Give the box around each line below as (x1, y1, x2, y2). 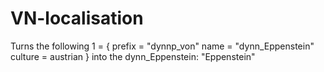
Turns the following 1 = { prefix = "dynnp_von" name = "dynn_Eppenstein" (10, 40, 315, 52)
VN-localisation (10, 7, 144, 30)
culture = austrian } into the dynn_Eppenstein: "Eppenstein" (10, 50, 256, 62)
